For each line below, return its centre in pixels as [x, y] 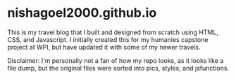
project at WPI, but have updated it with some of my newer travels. [104, 47]
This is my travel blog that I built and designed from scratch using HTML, [113, 32]
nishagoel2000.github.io [82, 13]
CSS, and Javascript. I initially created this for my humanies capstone [108, 39]
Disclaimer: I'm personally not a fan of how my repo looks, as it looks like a [116, 60]
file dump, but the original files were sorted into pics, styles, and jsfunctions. [118, 68]
